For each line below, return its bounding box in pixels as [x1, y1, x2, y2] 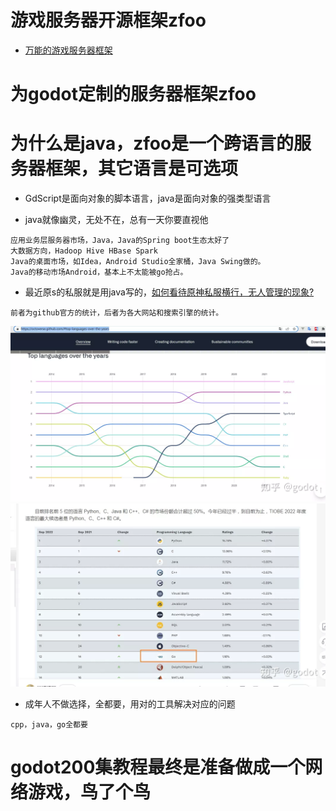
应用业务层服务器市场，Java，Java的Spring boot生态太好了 [10, 236, 230, 246]
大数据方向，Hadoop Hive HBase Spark [10, 246, 158, 256]
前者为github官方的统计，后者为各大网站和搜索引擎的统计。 [10, 308, 224, 318]
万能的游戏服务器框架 [24, 44, 113, 56]
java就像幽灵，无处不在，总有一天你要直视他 [24, 214, 209, 226]
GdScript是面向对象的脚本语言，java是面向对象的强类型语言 [24, 192, 272, 205]
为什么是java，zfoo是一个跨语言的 [10, 132, 295, 155]
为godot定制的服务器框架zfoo [10, 83, 257, 106]
